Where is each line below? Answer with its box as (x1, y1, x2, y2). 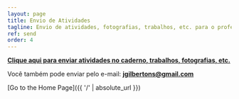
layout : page (7, 10, 46, 18)
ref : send (7, 30, 37, 37)
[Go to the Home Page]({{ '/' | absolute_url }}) (7, 83, 141, 92)
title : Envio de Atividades (7, 17, 91, 24)
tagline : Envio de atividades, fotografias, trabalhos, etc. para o (7, 23, 215, 30)
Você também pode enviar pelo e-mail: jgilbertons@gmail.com (7, 70, 194, 78)
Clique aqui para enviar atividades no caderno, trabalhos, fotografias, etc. (7, 56, 231, 64)
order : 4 (7, 37, 33, 44)
